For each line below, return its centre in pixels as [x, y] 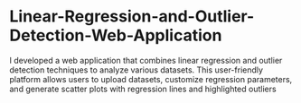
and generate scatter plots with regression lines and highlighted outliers [143, 89]
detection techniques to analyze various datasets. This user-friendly [136, 70]
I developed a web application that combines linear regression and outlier [146, 60]
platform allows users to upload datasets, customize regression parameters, [151, 79]
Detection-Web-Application [116, 35]
